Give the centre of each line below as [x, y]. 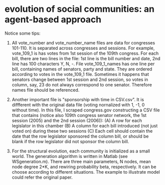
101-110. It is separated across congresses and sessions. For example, [83, 48]
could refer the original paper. [42, 177]
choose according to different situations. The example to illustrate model [86, 172]
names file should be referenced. [46, 90]
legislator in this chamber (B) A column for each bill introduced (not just [85, 126]
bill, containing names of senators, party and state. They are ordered [82, 69]
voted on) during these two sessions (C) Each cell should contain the [82, 131]
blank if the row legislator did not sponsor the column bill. [70, 141]
